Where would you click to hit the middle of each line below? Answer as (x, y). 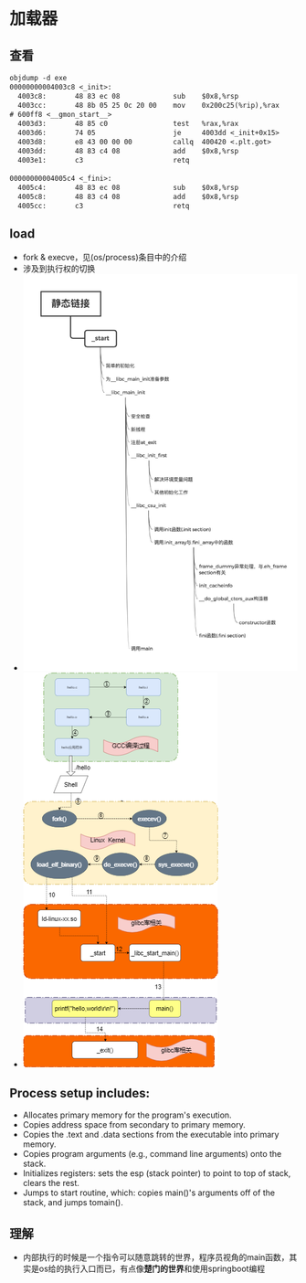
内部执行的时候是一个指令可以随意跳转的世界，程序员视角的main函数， (156, 1256)
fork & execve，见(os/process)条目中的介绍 (105, 257)
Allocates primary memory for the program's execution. (127, 1115)
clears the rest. (51, 1183)
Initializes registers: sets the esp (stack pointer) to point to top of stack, (157, 1173)
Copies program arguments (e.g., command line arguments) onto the (152, 1154)
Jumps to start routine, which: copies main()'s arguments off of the (149, 1193)
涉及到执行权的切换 (59, 268)
